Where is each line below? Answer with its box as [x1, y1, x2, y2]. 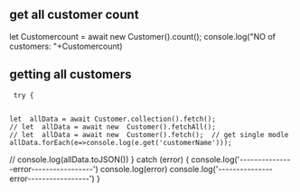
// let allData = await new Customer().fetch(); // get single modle [9, 130, 289, 139]
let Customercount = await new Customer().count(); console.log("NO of [9, 31, 276, 41]
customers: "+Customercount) [9, 41, 124, 51]
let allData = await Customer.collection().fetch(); [9, 114, 217, 123]
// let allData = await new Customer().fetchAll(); [9, 122, 217, 132]
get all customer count [9, 7, 139, 23]
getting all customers [9, 67, 133, 82]
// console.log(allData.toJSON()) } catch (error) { [9, 153, 190, 165]
